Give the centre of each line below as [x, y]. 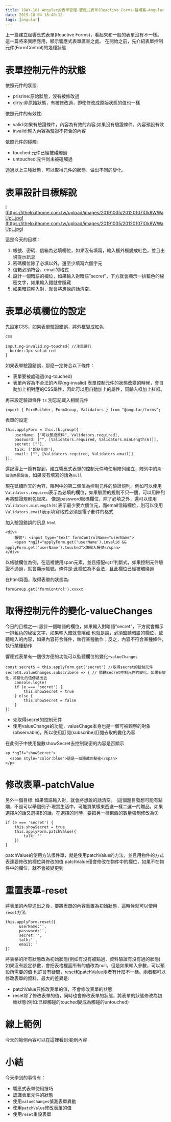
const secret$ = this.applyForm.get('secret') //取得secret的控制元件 [79, 667]
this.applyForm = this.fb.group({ [42, 430]
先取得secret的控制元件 [37, 720]
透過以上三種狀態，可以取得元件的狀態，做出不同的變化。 [66, 170]
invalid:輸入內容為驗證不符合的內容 [49, 131]
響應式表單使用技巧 [33, 1088]
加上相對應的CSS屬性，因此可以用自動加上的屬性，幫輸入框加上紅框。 [91, 389]
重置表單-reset [36, 891]
